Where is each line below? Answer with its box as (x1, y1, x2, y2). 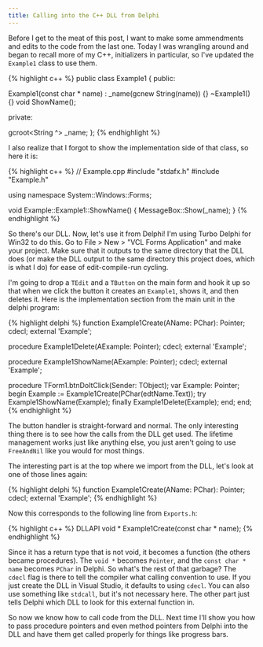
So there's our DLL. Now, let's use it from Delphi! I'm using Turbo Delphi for (8, 229, 251, 238)
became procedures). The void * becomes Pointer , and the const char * (8, 556, 247, 565)
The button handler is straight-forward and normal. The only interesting (8, 420, 239, 430)
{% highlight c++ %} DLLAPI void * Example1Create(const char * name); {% (8, 523, 254, 533)
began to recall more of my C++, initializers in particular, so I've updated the (8, 50, 254, 59)
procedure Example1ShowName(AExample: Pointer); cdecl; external (8, 357, 228, 366)
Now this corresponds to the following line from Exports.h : (8, 508, 198, 518)
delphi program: (8, 302, 60, 312)
